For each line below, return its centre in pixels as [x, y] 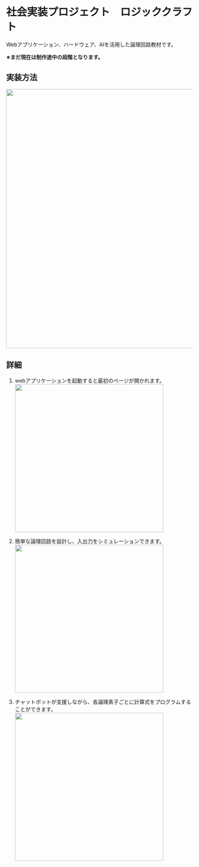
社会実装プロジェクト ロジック [84, 12]
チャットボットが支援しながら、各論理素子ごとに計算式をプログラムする [103, 702]
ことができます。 [35, 709]
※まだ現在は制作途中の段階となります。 [55, 57]
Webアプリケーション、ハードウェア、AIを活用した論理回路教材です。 [91, 44]
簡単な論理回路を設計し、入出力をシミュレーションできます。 [89, 541]
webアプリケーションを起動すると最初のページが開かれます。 [89, 380]
